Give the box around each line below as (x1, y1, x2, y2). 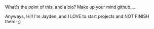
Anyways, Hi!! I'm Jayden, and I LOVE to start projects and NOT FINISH (5, 14, 150, 19)
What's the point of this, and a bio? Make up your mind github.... (5, 4, 136, 10)
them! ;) (5, 19, 21, 24)
